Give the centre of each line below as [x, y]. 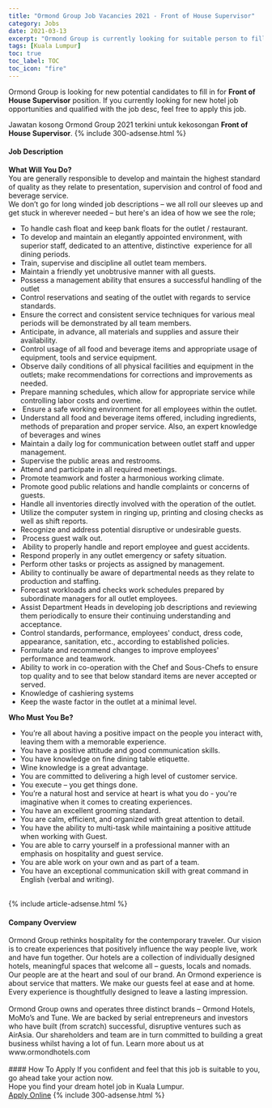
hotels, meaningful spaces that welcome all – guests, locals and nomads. [130, 966]
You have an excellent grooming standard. [90, 810]
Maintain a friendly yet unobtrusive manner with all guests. [118, 271]
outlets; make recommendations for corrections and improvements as [136, 374]
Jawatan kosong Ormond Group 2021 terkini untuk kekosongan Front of [128, 124]
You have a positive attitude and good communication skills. [120, 750]
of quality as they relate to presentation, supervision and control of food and [136, 186]
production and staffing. [60, 581]
